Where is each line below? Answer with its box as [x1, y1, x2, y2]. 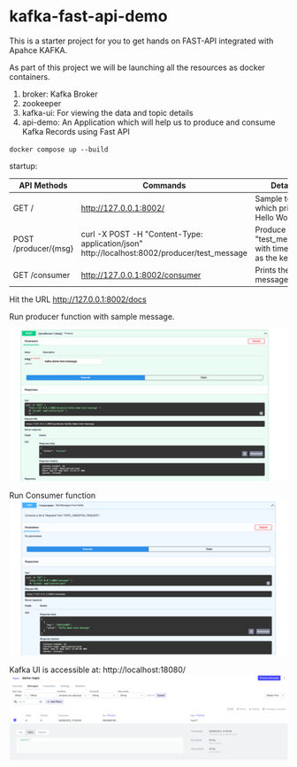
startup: [9, 160, 38, 171]
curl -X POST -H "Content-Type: [80, 229, 203, 240]
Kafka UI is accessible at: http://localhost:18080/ [9, 664, 187, 675]
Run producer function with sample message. [9, 311, 175, 322]
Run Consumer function [9, 490, 96, 501]
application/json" [80, 238, 143, 249]
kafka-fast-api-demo [9, 6, 168, 27]
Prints [255, 265, 277, 275]
